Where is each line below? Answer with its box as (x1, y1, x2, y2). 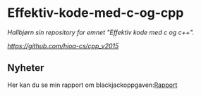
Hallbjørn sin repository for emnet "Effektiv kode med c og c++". (7, 28, 195, 36)
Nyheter (7, 62, 44, 74)
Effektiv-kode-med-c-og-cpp (7, 5, 184, 21)
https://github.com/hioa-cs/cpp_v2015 (7, 41, 119, 50)
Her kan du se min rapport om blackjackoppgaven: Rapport (7, 81, 178, 89)
